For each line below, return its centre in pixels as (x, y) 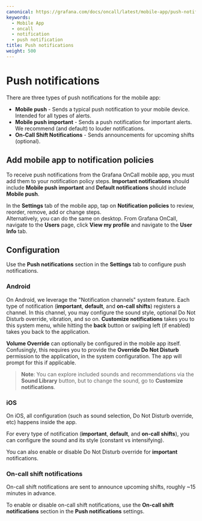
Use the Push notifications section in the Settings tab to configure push (96, 264)
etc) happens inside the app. (41, 422)
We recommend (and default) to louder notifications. (80, 128)
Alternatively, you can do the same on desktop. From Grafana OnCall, (92, 218)
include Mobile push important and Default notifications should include (96, 187)
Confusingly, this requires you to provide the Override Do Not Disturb (93, 349)
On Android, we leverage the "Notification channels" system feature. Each (98, 299)
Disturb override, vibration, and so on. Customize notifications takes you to (100, 319)
